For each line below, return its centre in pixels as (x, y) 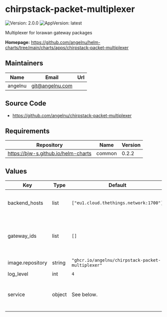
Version (131, 145)
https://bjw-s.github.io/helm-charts (50, 154)
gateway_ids (22, 236)
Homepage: (18, 42)
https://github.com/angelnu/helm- (66, 42)
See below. (85, 295)
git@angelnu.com (52, 86)
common (107, 154)
